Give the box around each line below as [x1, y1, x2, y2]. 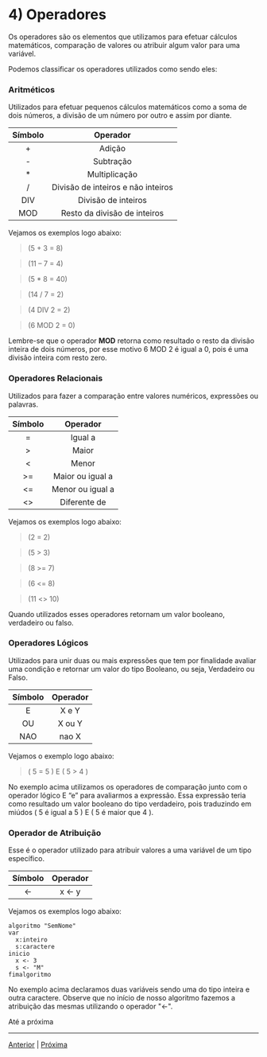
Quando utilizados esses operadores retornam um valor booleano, [8, 609, 225, 618]
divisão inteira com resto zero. [8, 353, 107, 363]
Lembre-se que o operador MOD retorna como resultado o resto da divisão [8, 336, 255, 345]
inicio [8, 950, 30, 958]
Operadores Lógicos [8, 638, 89, 649]
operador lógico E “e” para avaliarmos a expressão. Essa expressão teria [8, 790, 246, 800]
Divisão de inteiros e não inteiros [51, 181, 173, 193]
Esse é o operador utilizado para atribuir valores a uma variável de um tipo [8, 845, 252, 855]
